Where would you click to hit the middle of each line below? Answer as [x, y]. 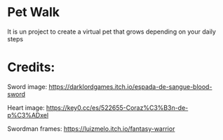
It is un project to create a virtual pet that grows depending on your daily [111, 31]
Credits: [31, 68]
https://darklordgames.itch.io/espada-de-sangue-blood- [130, 86]
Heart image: [26, 107]
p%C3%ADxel [28, 115]
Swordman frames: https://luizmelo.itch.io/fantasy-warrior [91, 128]
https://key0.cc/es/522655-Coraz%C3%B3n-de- [117, 107]
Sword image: [27, 86]
